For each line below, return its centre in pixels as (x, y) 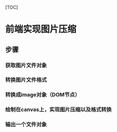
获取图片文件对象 (26, 65)
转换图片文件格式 (26, 80)
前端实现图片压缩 (41, 29)
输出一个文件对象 (26, 124)
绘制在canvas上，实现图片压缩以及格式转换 (58, 110)
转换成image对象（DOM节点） (43, 95)
